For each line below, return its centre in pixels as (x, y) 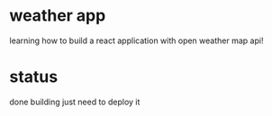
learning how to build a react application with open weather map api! (136, 40)
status (34, 77)
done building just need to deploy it (75, 102)
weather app (58, 16)
